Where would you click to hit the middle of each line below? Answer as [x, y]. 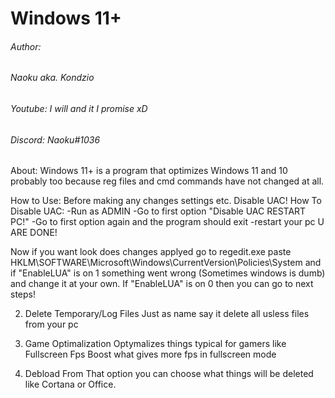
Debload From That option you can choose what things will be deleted [169, 374]
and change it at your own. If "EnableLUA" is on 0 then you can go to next [162, 284]
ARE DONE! [34, 233]
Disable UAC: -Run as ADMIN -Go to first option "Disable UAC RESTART [158, 211]
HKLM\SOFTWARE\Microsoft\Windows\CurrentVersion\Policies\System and [166, 263]
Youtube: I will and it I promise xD [79, 108]
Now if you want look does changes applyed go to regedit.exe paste [151, 252]
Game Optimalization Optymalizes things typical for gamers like [155, 344]
